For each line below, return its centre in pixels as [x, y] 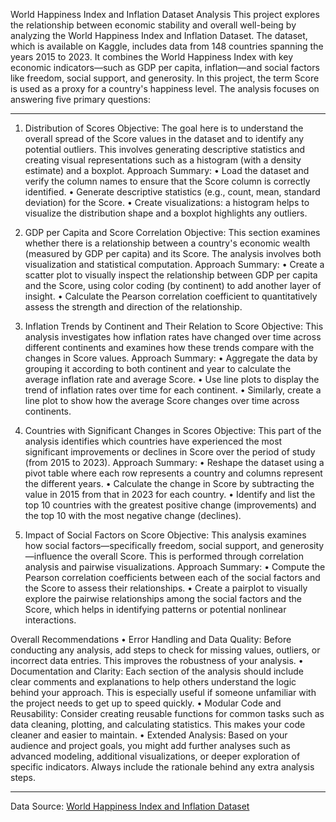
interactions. [50, 620]
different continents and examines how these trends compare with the [169, 347]
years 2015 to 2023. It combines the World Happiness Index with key [152, 57]
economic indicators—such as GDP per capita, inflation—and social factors [165, 67]
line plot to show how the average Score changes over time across [162, 400]
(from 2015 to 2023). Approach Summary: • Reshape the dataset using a [174, 462]
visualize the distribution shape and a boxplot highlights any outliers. [166, 213]
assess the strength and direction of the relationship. [133, 307]
